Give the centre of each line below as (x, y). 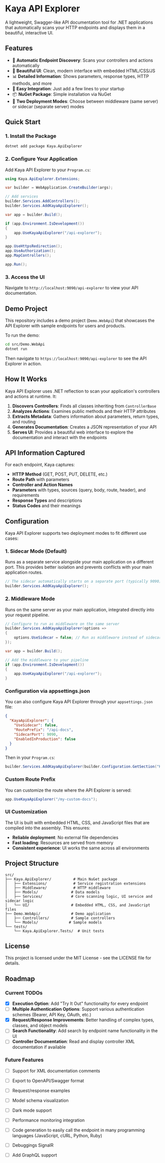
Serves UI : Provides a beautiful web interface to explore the (73, 432)
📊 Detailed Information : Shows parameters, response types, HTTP (81, 76)
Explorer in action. (23, 363)
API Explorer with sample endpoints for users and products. (65, 325)
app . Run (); (16, 264)
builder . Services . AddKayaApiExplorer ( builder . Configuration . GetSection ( (81, 767)
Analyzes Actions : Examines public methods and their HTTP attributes (84, 411)
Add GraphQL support (35, 1155)
